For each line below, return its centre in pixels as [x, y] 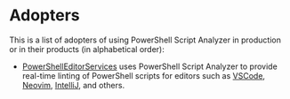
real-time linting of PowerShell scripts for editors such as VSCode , [143, 75]
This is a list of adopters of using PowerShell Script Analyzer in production [145, 40]
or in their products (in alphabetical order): [87, 49]
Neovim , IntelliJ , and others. [73, 85]
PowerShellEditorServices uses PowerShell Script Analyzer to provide [149, 66]
